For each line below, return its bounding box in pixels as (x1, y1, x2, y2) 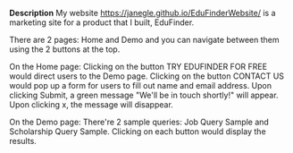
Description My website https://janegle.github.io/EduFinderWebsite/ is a (9, 8, 276, 18)
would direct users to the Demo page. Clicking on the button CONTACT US (9, 71, 284, 81)
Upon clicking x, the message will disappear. (9, 99, 174, 110)
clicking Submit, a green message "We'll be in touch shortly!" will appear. (9, 89, 279, 100)
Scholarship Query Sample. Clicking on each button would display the (9, 126, 266, 137)
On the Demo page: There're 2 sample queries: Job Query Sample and (9, 116, 270, 127)
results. (9, 136, 38, 146)
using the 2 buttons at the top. (9, 44, 121, 55)
